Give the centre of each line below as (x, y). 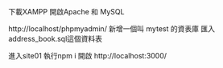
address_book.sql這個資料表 (56, 39)
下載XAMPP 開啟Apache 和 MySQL (66, 12)
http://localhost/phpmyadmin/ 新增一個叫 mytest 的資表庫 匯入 (112, 29)
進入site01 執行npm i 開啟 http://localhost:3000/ (88, 56)
